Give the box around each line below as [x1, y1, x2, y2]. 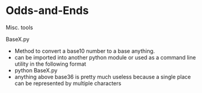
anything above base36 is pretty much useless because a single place [14, 73, 191, 80]
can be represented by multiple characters [14, 80, 122, 87]
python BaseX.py [14, 66, 58, 74]
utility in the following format [14, 60, 86, 67]
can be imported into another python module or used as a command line [14, 53, 196, 61]
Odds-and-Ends [5, 4, 89, 18]
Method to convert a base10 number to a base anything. [14, 47, 155, 55]
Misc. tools [5, 24, 33, 31]
